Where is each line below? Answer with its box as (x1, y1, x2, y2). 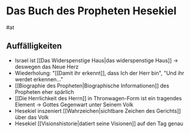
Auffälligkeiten (6, 41, 62, 51)
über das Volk (14, 113, 49, 121)
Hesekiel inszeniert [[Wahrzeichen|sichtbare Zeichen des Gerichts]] (14, 107, 181, 114)
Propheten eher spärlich (14, 88, 74, 96)
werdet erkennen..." (14, 75, 64, 83)
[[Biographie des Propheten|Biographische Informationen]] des (14, 82, 169, 89)
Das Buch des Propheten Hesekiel (6, 4, 177, 18)
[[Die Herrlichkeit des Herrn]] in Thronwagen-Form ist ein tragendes (14, 94, 182, 102)
